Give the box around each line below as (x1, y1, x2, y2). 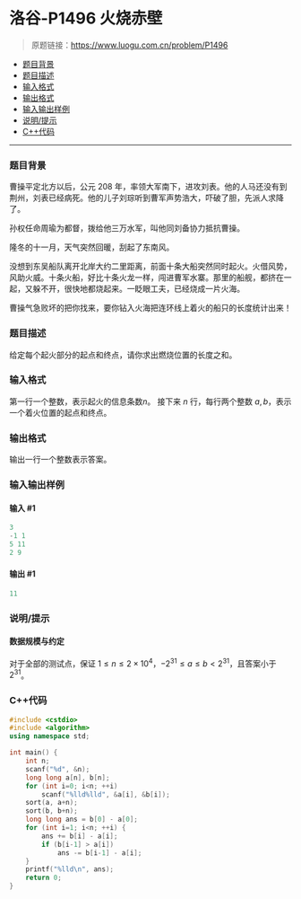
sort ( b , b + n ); (25, 806, 78, 815)
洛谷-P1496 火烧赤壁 (9, 8, 163, 29)
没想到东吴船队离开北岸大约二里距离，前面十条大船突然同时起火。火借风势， (9, 261, 292, 272)
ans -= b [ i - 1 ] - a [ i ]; (56, 848, 142, 858)
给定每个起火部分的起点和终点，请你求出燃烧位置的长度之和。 (9, 349, 237, 360)
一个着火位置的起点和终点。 (9, 407, 112, 418)
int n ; (25, 756, 50, 766)
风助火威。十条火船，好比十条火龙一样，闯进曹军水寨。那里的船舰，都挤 (9, 272, 276, 283)
